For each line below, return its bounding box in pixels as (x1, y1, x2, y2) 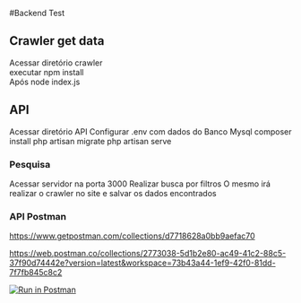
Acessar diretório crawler (9, 57, 103, 68)
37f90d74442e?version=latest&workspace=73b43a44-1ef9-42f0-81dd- (9, 257, 276, 268)
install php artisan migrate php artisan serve (9, 135, 172, 146)
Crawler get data (9, 33, 105, 48)
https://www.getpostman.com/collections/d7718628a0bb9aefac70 (9, 230, 255, 241)
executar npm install (9, 66, 84, 77)
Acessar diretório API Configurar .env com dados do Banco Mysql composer (9, 126, 292, 137)
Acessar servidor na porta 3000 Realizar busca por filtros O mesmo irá (9, 178, 271, 189)
